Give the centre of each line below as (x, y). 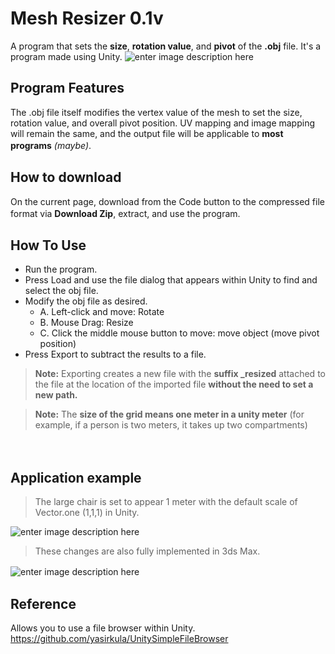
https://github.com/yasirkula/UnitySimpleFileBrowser (119, 638)
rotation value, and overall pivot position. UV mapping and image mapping (163, 123)
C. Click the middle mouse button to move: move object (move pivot (179, 333)
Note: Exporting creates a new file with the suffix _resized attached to (180, 374)
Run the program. (61, 269)
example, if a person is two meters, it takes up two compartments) (171, 425)
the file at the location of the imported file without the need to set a (174, 384)
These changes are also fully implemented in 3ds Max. (147, 551)
